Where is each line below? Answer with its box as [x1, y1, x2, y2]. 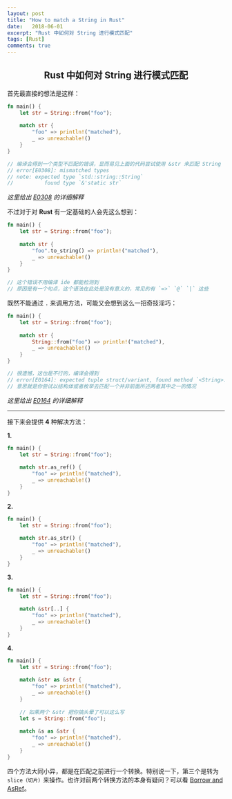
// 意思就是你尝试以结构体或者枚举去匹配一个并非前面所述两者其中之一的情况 [7, 383, 197, 390]
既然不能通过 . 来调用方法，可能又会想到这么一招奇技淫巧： [7, 299, 177, 308]
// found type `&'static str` [7, 180, 122, 187]
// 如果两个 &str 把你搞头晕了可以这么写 [19, 708, 125, 715]
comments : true [7, 42, 51, 49]
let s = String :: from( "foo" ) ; [19, 715, 107, 722]
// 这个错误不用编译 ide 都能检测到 [7, 279, 99, 286]
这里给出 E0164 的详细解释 [7, 396, 83, 404]
